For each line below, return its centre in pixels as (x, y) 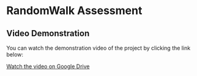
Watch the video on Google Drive (48, 66)
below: (15, 55)
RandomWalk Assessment (74, 11)
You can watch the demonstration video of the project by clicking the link (98, 48)
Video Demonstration (48, 33)
